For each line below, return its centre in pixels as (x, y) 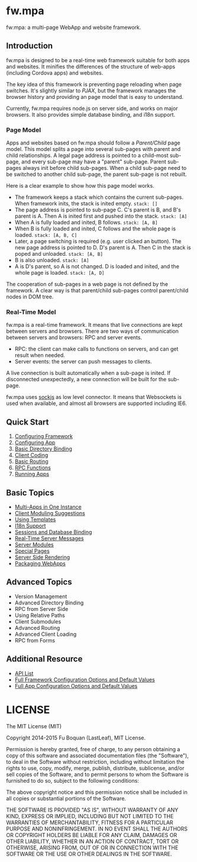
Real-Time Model (31, 312)
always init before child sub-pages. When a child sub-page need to (105, 168)
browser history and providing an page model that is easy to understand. (95, 97)
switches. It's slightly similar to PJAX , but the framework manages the (91, 91)
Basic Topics (30, 493)
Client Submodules (38, 621)
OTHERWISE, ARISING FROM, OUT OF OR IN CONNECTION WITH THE (92, 847)
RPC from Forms (35, 640)
